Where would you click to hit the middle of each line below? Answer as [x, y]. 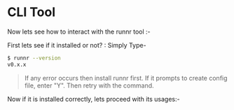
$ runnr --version [34, 58]
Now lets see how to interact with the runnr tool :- [79, 32]
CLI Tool [32, 12]
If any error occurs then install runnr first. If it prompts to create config [126, 78]
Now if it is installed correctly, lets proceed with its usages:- [94, 99]
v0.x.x [17, 64]
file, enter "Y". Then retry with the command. [89, 85]
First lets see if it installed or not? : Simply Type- [77, 45]
